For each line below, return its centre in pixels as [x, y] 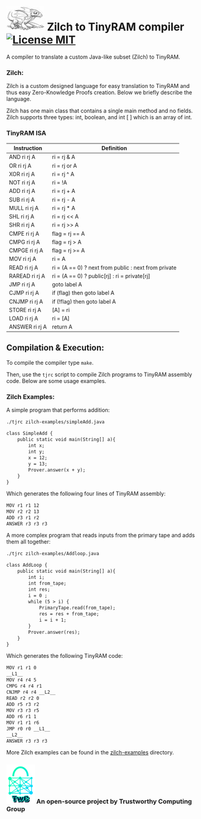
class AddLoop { [27, 565]
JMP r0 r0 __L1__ [28, 729]
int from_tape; [48, 583]
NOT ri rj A [22, 183]
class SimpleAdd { [30, 433]
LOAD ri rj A [23, 318]
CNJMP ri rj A [26, 301]
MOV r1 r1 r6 [23, 723]
